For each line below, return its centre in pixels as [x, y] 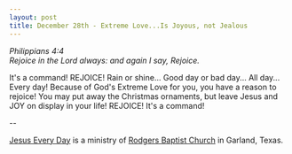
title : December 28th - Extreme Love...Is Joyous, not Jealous [129, 26]
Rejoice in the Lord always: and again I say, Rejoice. [104, 60]
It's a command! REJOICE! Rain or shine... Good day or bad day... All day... [145, 77]
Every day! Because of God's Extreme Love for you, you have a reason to [143, 87]
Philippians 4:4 [37, 50]
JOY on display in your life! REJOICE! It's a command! [107, 105]
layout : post [33, 17]
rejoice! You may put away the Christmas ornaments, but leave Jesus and [143, 96]
